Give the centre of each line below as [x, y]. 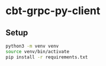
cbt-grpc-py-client [53, 11]
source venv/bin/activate [37, 51]
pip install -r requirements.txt [47, 57]
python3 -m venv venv [32, 46]
